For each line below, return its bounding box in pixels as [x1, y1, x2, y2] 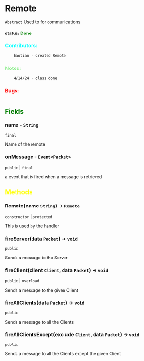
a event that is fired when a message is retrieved [5, 174, 102, 180]
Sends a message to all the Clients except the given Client [5, 351, 121, 357]
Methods [5, 188, 33, 196]
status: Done [5, 30, 32, 36]
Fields [5, 107, 24, 116]
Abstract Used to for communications [5, 19, 80, 25]
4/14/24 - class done [14, 76, 57, 81]
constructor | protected [5, 213, 52, 219]
